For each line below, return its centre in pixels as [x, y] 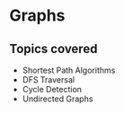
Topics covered [53, 49]
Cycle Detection [52, 89]
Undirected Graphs [58, 99]
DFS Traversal [48, 80]
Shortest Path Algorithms [69, 70]
